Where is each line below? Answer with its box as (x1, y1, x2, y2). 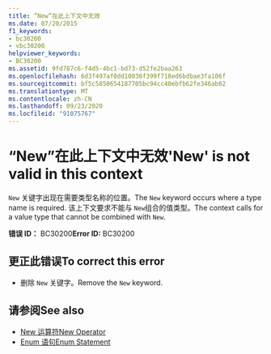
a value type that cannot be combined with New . (8, 211, 166, 221)
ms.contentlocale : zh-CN (8, 95, 92, 103)
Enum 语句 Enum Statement (19, 337, 111, 347)
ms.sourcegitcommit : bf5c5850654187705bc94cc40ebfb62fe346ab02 (8, 79, 227, 87)
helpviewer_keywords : (8, 49, 82, 58)
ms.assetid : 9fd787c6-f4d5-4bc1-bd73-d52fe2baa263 (8, 65, 183, 73)
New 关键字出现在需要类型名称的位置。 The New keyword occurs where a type (8, 192, 262, 203)
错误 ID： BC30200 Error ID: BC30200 (8, 228, 135, 238)
